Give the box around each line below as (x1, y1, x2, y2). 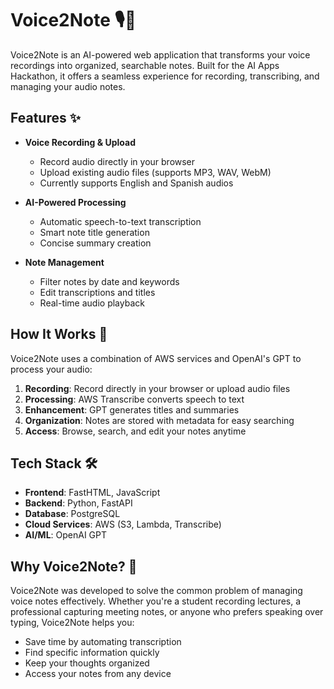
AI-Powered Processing (24, 196, 127, 208)
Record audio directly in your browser (39, 155, 196, 167)
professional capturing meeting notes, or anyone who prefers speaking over (10, 606, 324, 618)
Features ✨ (10, 110, 81, 127)
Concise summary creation (39, 237, 152, 249)
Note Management (24, 256, 105, 268)
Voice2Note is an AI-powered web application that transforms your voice (10, 48, 311, 61)
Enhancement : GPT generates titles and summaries (24, 403, 240, 416)
